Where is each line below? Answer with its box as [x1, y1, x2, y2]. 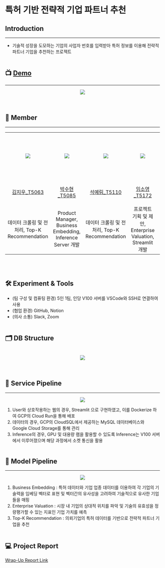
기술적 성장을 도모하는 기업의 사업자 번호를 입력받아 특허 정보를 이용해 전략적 [12, 43, 160, 48]
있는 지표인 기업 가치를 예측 [34, 509, 87, 515]
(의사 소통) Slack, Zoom [12, 313, 59, 319]
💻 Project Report [5, 541, 59, 550]
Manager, [55, 216, 78, 223]
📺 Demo [5, 69, 32, 78]
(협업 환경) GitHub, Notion [12, 308, 64, 313]
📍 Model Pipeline [5, 457, 57, 465]
